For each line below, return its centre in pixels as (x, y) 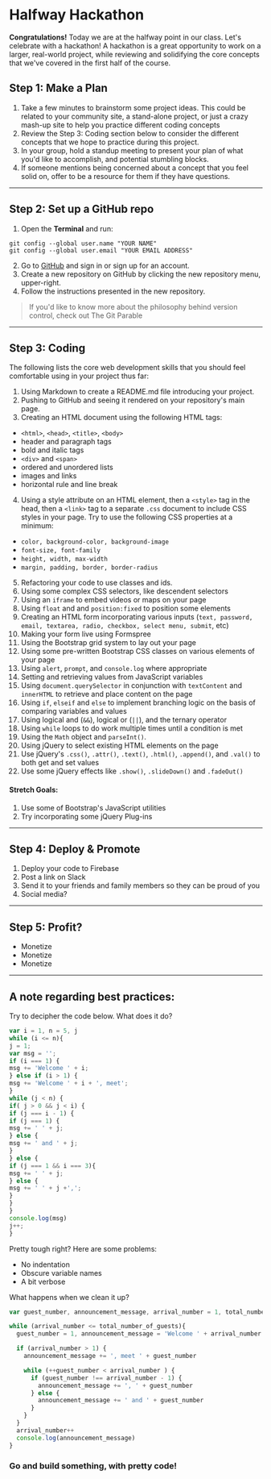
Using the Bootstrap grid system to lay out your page (108, 643)
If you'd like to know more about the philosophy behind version (133, 306)
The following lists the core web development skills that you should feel (127, 368)
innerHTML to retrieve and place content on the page (107, 694)
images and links (49, 476)
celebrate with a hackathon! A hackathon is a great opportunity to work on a (135, 45)
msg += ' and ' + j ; (44, 1144)
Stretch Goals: (34, 789)
